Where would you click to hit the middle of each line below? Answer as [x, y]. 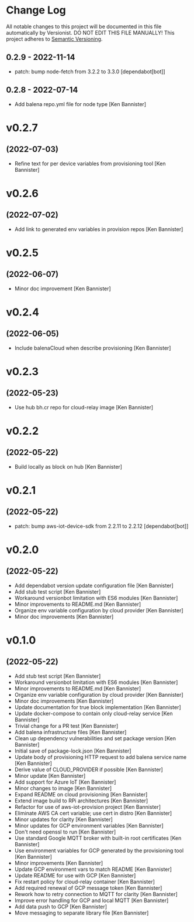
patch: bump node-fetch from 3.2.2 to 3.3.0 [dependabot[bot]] [90, 72]
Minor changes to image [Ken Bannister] [63, 788]
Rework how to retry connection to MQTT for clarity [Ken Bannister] [96, 894]
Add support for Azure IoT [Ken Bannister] [65, 782]
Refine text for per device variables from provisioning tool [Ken [90, 163]
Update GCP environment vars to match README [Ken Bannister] [93, 869]
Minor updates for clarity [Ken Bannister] [63, 819]
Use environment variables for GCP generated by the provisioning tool [99, 850]
